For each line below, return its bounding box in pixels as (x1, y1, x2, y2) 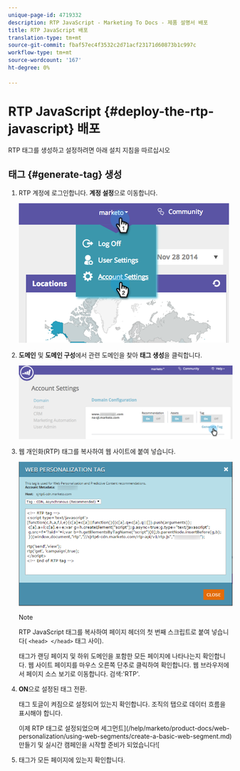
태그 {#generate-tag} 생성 (8, 168, 122, 180)
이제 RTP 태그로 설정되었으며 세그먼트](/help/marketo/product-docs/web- (18, 724, 230, 732)
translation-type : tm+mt (8, 34, 82, 41)
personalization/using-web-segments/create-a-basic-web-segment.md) (18, 732, 232, 740)
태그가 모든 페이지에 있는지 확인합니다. (18, 756, 125, 764)
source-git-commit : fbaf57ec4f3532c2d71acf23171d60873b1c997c (8, 41, 197, 49)
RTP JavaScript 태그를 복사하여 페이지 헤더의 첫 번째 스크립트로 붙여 (18, 628, 210, 636)
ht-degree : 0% (8, 64, 51, 71)
